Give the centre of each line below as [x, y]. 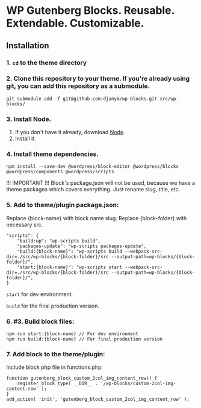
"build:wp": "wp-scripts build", [59, 241]
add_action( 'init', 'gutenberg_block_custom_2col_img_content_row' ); [98, 400]
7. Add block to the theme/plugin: [56, 354]
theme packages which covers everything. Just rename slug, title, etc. [93, 190]
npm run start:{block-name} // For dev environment [72, 334]
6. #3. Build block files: [40, 321]
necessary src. [25, 224]
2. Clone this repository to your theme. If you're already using [98, 79]
